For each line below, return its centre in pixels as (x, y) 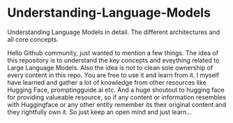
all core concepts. (33, 39)
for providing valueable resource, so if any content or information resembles (117, 97)
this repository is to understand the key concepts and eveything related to (113, 60)
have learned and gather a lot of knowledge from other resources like (107, 82)
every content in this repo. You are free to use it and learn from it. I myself (113, 75)
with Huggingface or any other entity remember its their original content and (117, 104)
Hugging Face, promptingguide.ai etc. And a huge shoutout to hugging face (116, 90)
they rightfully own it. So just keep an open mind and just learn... (99, 112)
